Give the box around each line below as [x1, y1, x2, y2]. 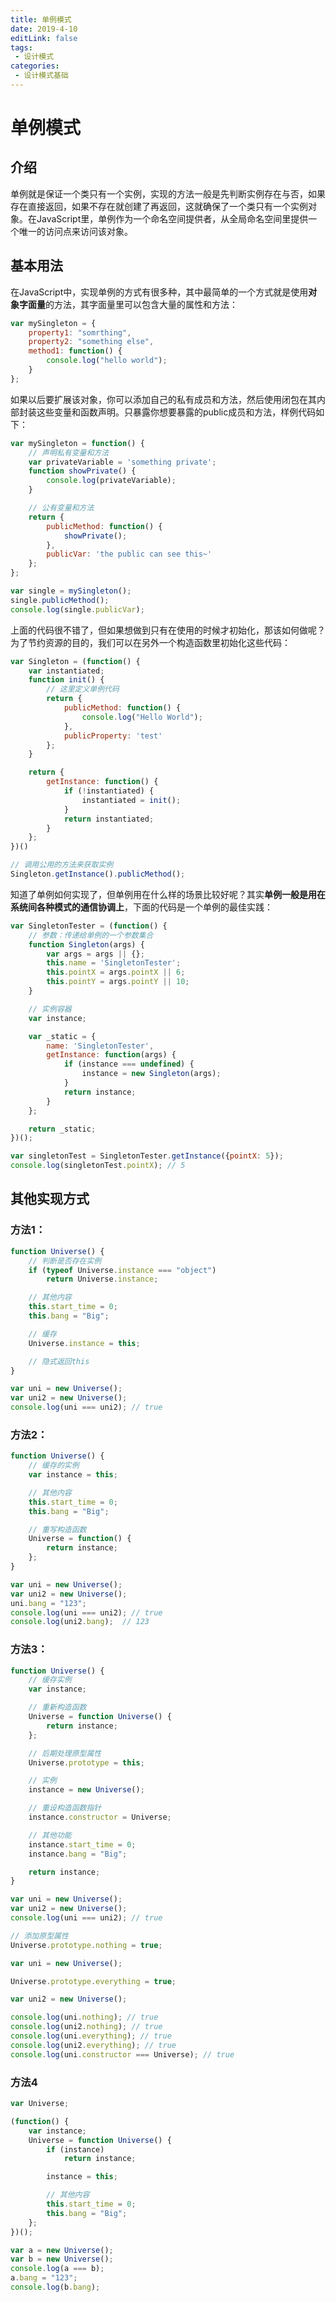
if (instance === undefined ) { [63, 1059, 195, 1070]
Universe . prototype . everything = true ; [10, 1976, 177, 1986]
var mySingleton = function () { [10, 438, 145, 448]
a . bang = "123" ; [10, 2273, 78, 2283]
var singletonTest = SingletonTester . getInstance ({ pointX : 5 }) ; [10, 1151, 284, 1161]
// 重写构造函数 [28, 1524, 87, 1535]
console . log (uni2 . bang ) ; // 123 [10, 1617, 150, 1627]
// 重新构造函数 [28, 1702, 87, 1713]
